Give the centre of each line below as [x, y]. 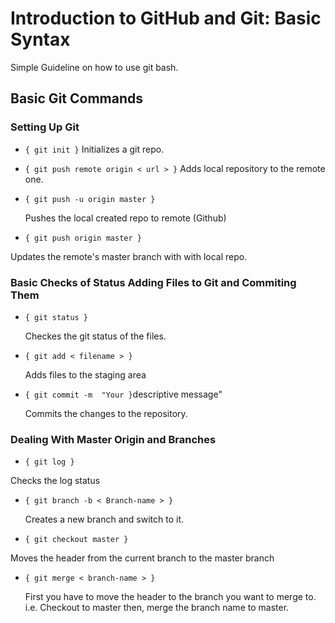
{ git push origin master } [83, 238]
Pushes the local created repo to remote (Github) [125, 218]
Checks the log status [55, 481]
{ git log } [49, 462]
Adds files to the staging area [85, 374]
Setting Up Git [45, 127]
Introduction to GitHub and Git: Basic [166, 18]
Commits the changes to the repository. [106, 413]
